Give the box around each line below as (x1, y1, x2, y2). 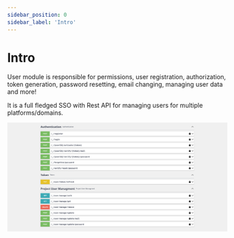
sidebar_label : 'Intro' (7, 18, 77, 26)
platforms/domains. (7, 108, 64, 117)
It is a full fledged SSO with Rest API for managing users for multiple (7, 101, 203, 110)
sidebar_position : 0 (7, 11, 68, 18)
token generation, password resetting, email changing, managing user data (7, 80, 224, 89)
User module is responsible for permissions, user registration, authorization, (7, 73, 226, 81)
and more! (7, 87, 37, 96)
